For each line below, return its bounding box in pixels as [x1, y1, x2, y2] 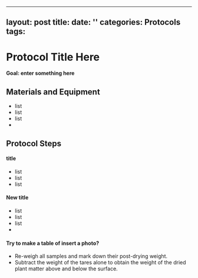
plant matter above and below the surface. [14, 265, 118, 272]
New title [6, 194, 29, 201]
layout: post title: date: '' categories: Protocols [6, 17, 181, 27]
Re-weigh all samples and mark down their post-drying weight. [14, 253, 168, 260]
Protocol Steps [6, 138, 62, 148]
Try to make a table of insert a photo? [6, 240, 100, 247]
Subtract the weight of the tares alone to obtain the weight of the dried [14, 259, 187, 266]
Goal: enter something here [6, 70, 75, 77]
